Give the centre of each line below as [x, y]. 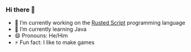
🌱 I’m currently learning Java [50, 29]
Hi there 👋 [21, 10]
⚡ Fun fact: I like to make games [54, 42]
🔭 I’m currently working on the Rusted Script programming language [100, 23]
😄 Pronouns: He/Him [41, 36]
